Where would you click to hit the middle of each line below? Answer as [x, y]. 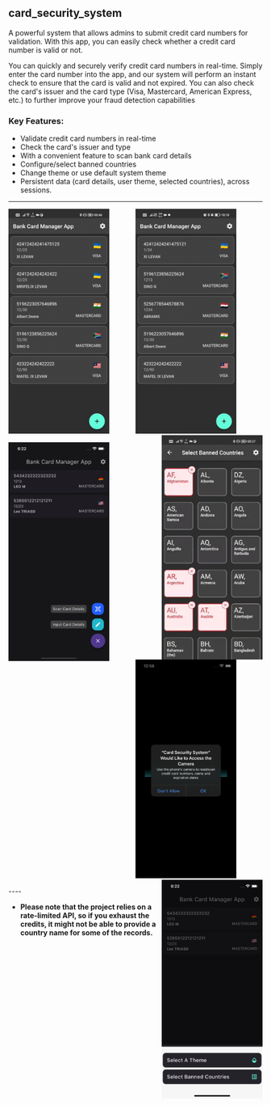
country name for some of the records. [86, 932]
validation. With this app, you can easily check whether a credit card [122, 41]
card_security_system [65, 13]
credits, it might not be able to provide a [88, 924]
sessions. [36, 190]
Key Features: [36, 120]
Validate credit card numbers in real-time [88, 139]
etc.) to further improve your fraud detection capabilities [102, 99]
